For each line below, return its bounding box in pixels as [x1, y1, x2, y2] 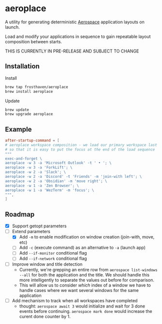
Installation [5, 62, 40, 70]
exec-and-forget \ [5, 156, 42, 161]
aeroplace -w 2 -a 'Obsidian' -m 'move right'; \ [5, 178, 108, 184]
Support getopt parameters [12, 223, 67, 229]
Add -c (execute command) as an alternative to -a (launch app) [19, 245, 146, 251]
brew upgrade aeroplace [5, 112, 53, 117]
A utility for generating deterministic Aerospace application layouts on [5, 19, 145, 25]
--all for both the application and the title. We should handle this [19, 272, 149, 277]
